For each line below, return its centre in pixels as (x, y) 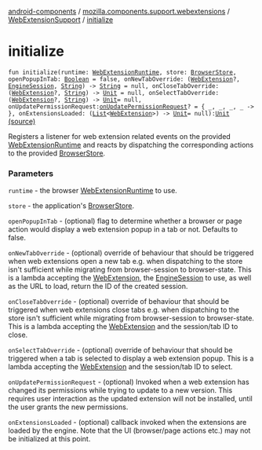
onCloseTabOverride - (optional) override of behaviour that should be (119, 302)
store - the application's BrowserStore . (71, 206)
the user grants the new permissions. (68, 407)
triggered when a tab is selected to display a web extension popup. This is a (131, 359)
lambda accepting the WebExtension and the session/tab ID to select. (120, 367)
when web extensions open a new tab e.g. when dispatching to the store (126, 262)
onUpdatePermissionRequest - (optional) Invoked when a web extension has (129, 382)
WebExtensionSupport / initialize (61, 20)
